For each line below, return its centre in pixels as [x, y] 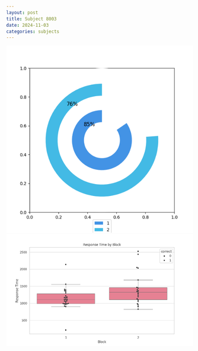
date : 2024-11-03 [28, 25]
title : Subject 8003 [32, 19]
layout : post [22, 12]
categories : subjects [33, 31]
